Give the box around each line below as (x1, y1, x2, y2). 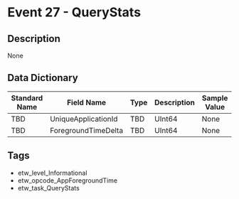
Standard (11, 93, 43, 103)
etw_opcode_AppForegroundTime (17, 176, 118, 185)
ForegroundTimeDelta (49, 125, 123, 135)
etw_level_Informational (17, 168, 87, 177)
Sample (201, 93, 228, 103)
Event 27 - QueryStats (7, 4, 141, 21)
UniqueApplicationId (49, 114, 118, 124)
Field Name (66, 97, 107, 107)
